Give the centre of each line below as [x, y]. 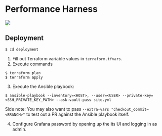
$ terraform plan [23, 73]
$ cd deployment [22, 49]
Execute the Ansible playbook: [43, 86]
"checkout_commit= [130, 109]
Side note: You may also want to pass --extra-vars [57, 109]
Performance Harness [51, 9]
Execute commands [32, 64]
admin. [19, 129]
